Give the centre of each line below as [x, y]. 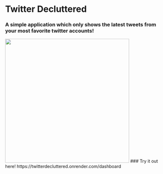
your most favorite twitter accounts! [50, 31]
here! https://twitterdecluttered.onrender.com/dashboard [63, 167]
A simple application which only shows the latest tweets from [81, 25]
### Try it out [144, 161]
